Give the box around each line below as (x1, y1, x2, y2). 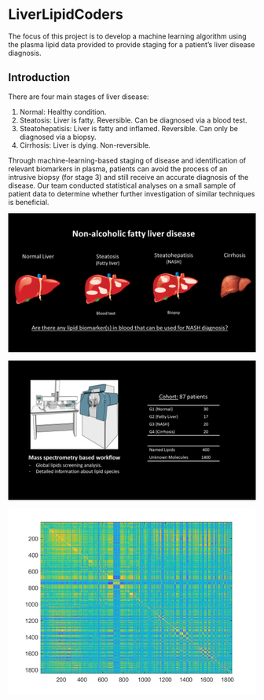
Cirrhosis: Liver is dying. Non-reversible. (19, 140, 151, 150)
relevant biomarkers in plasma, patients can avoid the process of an (8, 163, 228, 174)
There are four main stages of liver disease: (8, 92, 149, 101)
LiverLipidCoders (8, 5, 123, 24)
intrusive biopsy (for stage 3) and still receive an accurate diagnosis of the (8, 172, 249, 181)
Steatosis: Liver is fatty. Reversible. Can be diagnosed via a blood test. (19, 115, 247, 125)
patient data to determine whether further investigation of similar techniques (8, 189, 255, 198)
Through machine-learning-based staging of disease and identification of (8, 156, 247, 165)
